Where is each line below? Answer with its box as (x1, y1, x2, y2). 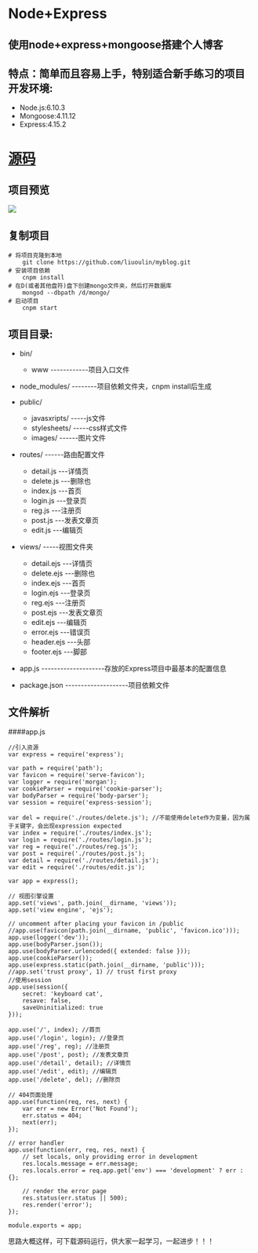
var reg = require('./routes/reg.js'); (8, 842, 139, 850)
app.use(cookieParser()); (8, 954, 93, 962)
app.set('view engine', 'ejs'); (8, 906, 114, 914)
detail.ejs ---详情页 (31, 559, 93, 568)
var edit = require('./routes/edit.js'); (8, 863, 146, 871)
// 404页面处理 (8, 1090, 53, 1099)
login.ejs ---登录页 (31, 588, 91, 597)
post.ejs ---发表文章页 (31, 608, 104, 617)
